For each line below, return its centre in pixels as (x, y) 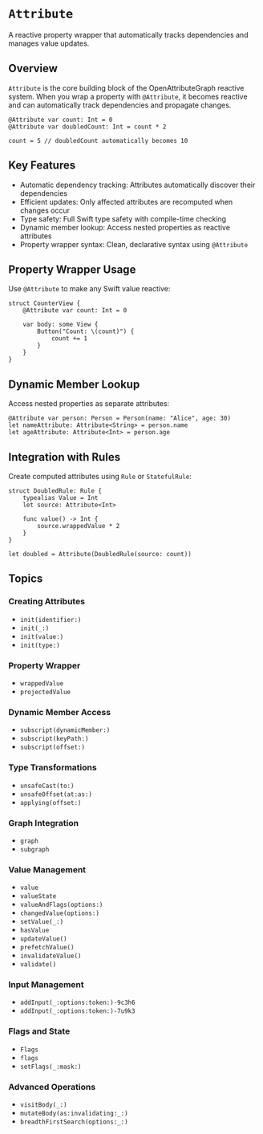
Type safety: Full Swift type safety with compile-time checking (123, 218)
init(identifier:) (51, 620)
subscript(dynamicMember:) (65, 730)
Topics (26, 579)
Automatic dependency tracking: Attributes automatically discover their (138, 185)
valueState (38, 896)
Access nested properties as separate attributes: (89, 404)
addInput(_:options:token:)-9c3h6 (77, 1003)
